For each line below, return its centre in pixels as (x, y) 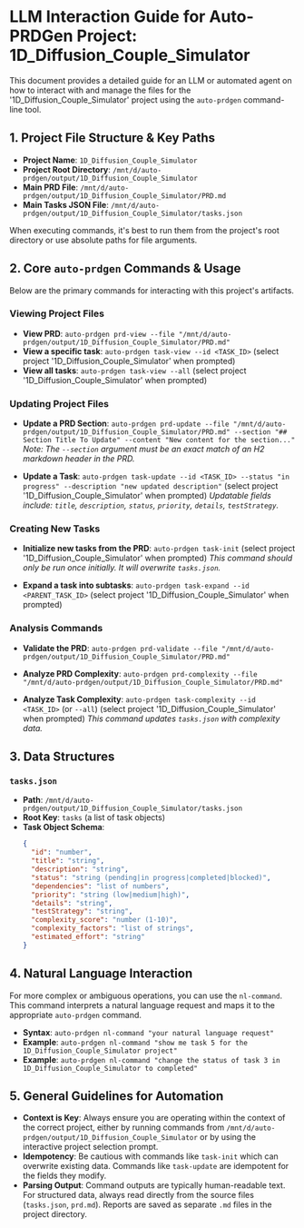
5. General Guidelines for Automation (117, 1096)
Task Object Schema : (64, 827)
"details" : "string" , (72, 903)
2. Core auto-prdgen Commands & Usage (125, 268)
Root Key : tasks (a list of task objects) (94, 817)
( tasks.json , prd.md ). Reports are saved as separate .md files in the (147, 1204)
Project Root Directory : (67, 169)
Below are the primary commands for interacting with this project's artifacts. (152, 290)
